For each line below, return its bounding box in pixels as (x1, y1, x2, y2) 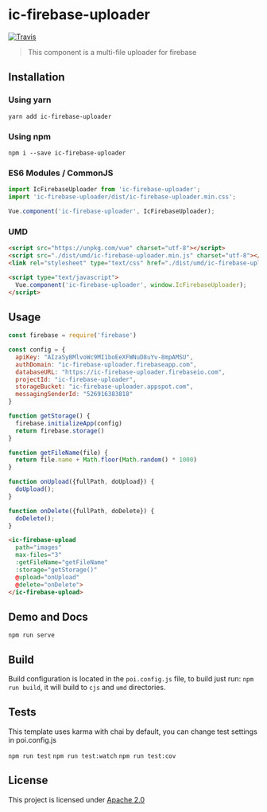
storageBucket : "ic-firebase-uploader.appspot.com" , (15, 382, 194, 391)
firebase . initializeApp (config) (15, 419, 123, 427)
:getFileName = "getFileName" (15, 559, 109, 567)
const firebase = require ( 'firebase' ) (8, 331, 137, 339)
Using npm (8, 131, 52, 142)
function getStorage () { (8, 412, 91, 420)
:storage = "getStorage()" (15, 566, 98, 574)
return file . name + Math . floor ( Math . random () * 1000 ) (15, 456, 197, 464)
